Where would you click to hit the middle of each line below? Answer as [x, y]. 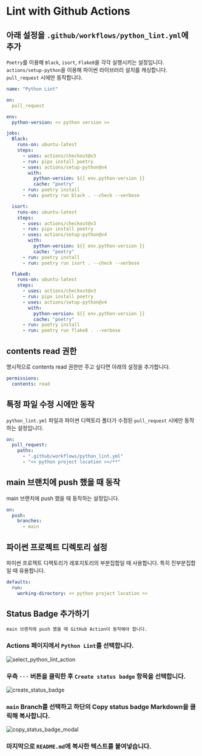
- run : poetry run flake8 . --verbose [71, 331]
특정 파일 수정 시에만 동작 [51, 405]
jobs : [13, 133]
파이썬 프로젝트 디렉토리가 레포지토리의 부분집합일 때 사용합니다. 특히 [88, 563]
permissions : [23, 378]
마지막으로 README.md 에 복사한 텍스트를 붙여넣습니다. [79, 746]
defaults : [19, 582]
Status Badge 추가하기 [48, 614]
